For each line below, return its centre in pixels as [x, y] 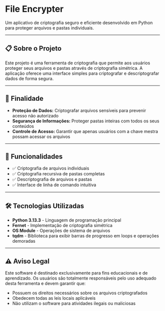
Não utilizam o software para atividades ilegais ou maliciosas [74, 303]
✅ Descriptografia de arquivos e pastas [52, 179]
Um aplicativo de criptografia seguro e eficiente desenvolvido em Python [79, 23]
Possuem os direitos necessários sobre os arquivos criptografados [80, 293]
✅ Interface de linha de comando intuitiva [54, 185]
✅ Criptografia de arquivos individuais [51, 169]
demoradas [24, 241]
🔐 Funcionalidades [34, 156]
